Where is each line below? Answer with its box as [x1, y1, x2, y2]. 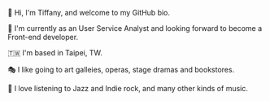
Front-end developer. [7, 33, 79, 42]
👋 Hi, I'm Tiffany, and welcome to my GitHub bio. [7, 8, 171, 17]
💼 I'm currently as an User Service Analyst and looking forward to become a [7, 24, 263, 33]
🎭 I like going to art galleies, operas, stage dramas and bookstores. [7, 65, 235, 74]
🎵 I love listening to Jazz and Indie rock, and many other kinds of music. [7, 84, 249, 93]
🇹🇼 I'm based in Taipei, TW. [7, 48, 102, 57]
